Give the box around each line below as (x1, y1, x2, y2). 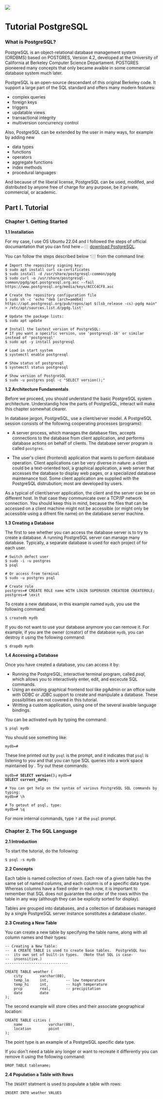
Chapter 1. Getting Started (5, 218, 68, 225)
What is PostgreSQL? (5, 39, 56, 46)
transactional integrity (12, 115, 56, 121)
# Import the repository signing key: (5, 263, 83, 268)
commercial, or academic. (5, 189, 57, 195)
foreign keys (12, 100, 37, 105)
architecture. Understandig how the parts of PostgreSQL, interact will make (5, 401, 155, 407)
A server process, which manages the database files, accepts (12, 430, 136, 436)
